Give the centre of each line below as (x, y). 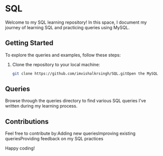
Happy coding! (20, 148)
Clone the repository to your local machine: (56, 64)
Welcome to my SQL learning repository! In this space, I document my (76, 22)
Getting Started (29, 43)
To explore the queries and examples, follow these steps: (63, 55)
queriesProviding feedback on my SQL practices (54, 139)
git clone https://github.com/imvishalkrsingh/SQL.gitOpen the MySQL (85, 74)
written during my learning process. (41, 106)
